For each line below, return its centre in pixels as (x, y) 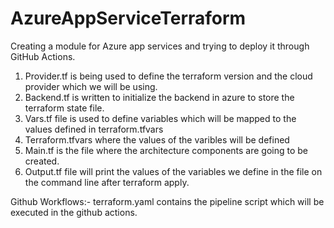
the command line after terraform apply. (107, 182)
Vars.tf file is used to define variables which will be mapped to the (160, 118)
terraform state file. (64, 108)
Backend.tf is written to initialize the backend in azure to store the (159, 97)
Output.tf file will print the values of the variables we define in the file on (173, 171)
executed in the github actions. (74, 212)
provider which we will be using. (91, 86)
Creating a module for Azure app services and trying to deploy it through (160, 46)
